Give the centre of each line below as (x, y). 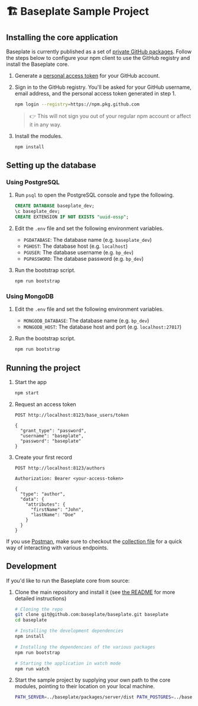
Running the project (43, 368)
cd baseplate (31, 620)
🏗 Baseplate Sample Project (78, 12)
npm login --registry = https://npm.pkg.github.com (77, 104)
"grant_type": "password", (53, 430)
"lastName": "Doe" (53, 515)
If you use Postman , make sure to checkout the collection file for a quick (94, 541)
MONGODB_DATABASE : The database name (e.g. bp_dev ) (86, 321)
